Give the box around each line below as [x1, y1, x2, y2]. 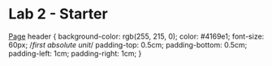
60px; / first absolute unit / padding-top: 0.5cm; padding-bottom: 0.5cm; [8, 39, 248, 49]
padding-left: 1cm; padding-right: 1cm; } [8, 48, 142, 58]
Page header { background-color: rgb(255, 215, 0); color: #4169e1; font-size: [8, 31, 265, 41]
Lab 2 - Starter [8, 5, 108, 23]
